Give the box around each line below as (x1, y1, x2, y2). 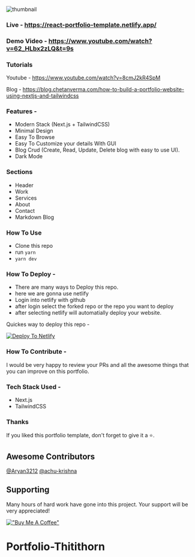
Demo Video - (6, 37, 47, 45)
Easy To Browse (14, 134, 55, 141)
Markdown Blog (14, 214, 55, 221)
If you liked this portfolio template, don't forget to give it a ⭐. (6, 432, 155, 439)
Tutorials (6, 60, 33, 69)
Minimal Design (14, 127, 53, 135)
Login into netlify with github (14, 297, 86, 304)
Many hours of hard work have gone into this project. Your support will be (6, 500, 188, 508)
